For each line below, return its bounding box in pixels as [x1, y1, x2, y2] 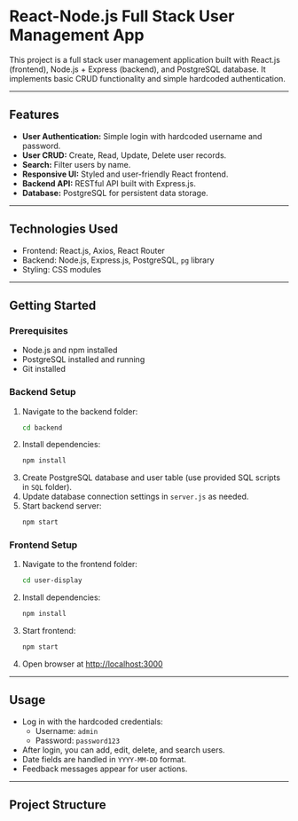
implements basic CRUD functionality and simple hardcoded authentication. [9, 73, 286, 83]
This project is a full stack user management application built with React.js [9, 54, 281, 65]
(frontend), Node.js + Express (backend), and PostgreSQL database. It [9, 64, 266, 75]
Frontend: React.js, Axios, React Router [21, 245, 166, 256]
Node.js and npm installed [21, 344, 118, 356]
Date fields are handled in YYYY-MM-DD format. [21, 754, 186, 764]
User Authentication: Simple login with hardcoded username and [21, 130, 263, 141]
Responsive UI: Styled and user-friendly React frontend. [21, 169, 229, 179]
